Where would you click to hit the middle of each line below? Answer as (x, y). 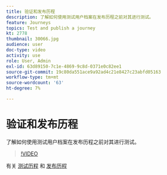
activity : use (23, 55)
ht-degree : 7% (23, 88)
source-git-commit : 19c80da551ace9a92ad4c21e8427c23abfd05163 (83, 72)
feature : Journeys (28, 22)
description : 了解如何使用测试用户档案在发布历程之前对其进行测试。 (80, 17)
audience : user (25, 45)
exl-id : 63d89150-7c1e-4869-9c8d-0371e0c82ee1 (64, 66)
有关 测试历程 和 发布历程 (37, 166)
